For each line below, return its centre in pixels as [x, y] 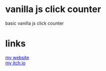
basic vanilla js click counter [35, 23]
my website [17, 57]
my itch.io [15, 63]
